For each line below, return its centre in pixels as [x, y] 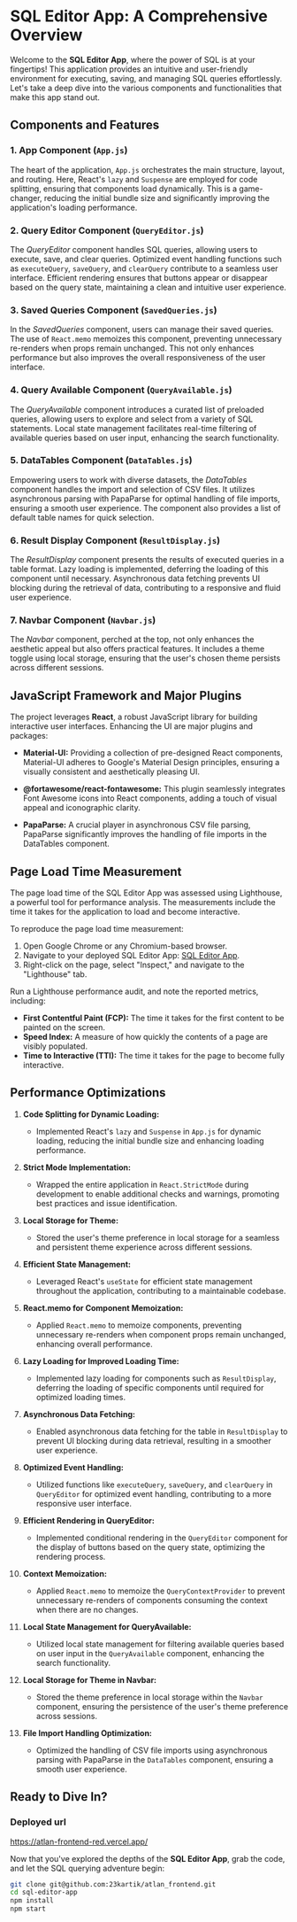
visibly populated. [55, 1046]
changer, [26, 198]
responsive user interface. [84, 1503]
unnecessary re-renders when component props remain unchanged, [161, 1334]
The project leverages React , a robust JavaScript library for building [134, 717]
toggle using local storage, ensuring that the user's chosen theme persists [145, 658]
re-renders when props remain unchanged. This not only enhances [132, 348]
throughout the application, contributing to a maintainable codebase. [161, 1290]
